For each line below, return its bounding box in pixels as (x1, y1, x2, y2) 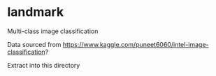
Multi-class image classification (7, 27, 99, 35)
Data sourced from (7, 40, 62, 48)
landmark (7, 4, 64, 20)
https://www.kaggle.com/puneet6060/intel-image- (62, 40, 209, 48)
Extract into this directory (7, 61, 80, 69)
